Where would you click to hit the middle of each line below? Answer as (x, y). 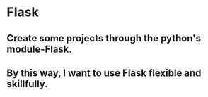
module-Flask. (39, 49)
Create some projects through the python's (104, 38)
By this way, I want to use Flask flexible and (104, 73)
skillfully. (27, 84)
